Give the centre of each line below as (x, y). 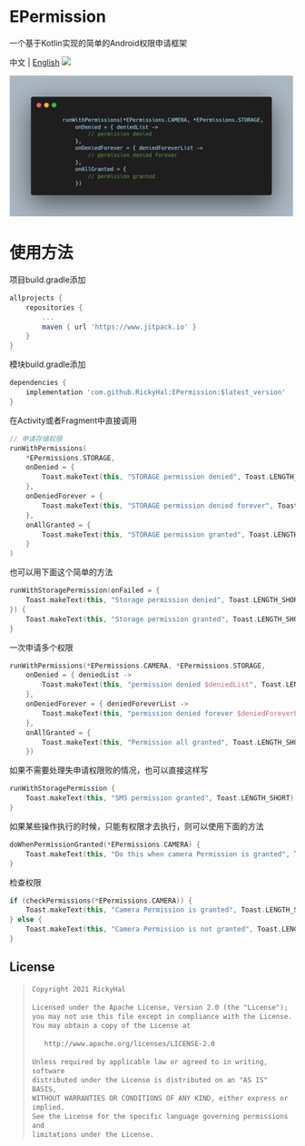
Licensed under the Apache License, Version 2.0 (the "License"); (160, 1007)
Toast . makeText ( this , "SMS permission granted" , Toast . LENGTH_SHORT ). (162, 798)
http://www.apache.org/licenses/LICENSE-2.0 (129, 1043)
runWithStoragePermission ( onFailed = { (85, 591)
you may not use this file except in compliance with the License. (162, 1016)
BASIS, (44, 1089)
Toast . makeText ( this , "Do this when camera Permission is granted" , (158, 854)
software (48, 1071)
